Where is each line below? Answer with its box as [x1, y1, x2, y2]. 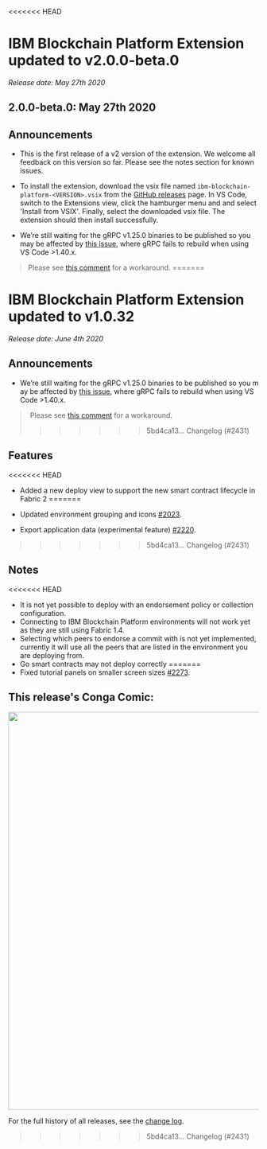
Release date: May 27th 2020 [8, 77, 106, 87]
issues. [19, 166, 44, 176]
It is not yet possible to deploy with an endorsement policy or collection [19, 600, 254, 610]
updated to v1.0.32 [8, 308, 135, 325]
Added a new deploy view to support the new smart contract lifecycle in [19, 485, 256, 495]
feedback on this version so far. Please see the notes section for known [19, 158, 254, 167]
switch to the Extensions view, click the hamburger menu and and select [19, 198, 257, 208]
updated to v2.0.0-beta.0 [8, 52, 180, 70]
